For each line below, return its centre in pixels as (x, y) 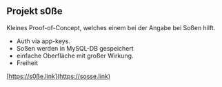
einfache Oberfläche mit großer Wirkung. (75, 55)
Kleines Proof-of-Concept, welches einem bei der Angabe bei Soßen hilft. (111, 27)
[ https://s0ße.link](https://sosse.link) (59, 76)
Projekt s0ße (34, 11)
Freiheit (27, 63)
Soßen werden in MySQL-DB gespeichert (75, 48)
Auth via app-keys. (43, 41)
